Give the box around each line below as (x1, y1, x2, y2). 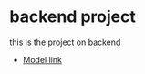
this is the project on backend (9, 37, 121, 48)
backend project (9, 6, 137, 27)
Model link (22, 54, 62, 65)
